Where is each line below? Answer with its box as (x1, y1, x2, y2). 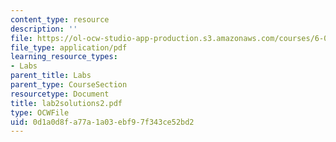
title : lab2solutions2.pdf (10, 98, 123, 108)
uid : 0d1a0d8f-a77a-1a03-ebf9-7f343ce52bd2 (10, 117, 195, 127)
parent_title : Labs (10, 71, 92, 81)
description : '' (10, 24, 78, 34)
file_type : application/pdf (10, 42, 128, 53)
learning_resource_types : (10, 52, 118, 62)
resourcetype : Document (10, 89, 110, 99)
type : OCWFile (10, 107, 70, 118)
